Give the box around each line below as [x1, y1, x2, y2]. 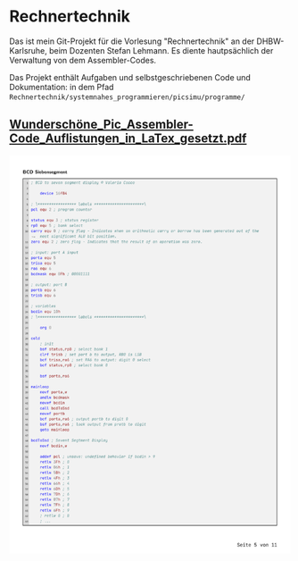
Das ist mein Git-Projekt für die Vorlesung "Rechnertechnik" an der [9, 36, 255, 46]
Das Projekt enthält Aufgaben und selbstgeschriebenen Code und [9, 71, 252, 82]
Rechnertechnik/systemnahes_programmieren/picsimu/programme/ [9, 92, 245, 102]
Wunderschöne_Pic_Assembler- [9, 117, 194, 132]
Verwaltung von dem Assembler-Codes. [9, 54, 157, 65]
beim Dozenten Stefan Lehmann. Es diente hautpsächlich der [48, 45, 274, 55]
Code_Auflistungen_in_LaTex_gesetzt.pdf [9, 131, 247, 147]
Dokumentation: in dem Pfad [9, 81, 114, 92]
